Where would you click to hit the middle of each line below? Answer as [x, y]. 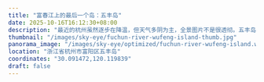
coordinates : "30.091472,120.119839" [70, 59]
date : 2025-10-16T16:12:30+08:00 [63, 23]
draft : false [29, 66]
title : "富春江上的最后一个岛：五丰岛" [65, 15]
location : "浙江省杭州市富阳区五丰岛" [64, 52]
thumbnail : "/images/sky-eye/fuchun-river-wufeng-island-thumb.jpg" [123, 37]
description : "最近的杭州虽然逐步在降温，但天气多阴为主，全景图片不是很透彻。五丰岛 [132, 30]
